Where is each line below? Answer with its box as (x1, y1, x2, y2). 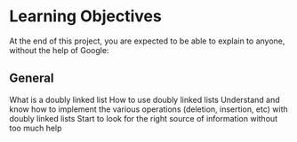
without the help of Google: (9, 44, 109, 55)
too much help (9, 122, 62, 133)
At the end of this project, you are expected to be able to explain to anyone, (9, 35, 285, 46)
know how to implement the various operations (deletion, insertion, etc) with (9, 104, 289, 114)
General (9, 71, 55, 86)
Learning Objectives (9, 6, 162, 27)
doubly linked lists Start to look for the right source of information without (9, 113, 278, 123)
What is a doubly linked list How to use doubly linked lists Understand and (9, 94, 280, 105)
